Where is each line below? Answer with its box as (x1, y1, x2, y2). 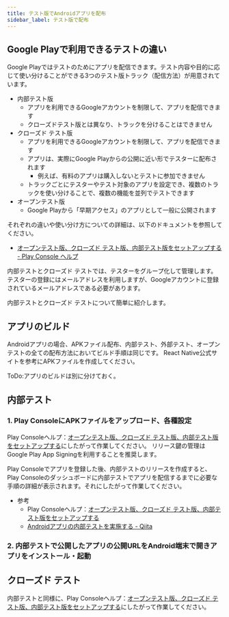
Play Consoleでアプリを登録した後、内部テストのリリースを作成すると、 (7, 464, 211, 473)
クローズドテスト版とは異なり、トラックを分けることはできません (27, 121, 213, 129)
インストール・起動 (28, 551, 91, 561)
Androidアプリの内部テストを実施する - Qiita (27, 522, 152, 530)
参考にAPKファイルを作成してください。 (25, 357, 139, 365)
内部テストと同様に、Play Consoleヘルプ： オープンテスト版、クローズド (7, 594, 211, 602)
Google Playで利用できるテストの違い (7, 43, 167, 55)
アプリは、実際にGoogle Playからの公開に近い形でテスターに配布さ (27, 155, 217, 163)
